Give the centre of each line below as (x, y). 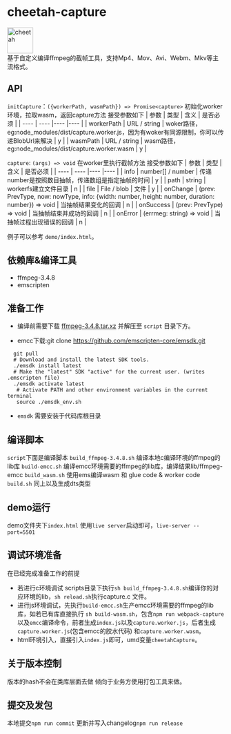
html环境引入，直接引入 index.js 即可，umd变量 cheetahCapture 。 (109, 639)
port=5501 (21, 532)
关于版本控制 (34, 664)
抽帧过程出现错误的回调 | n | (47, 222)
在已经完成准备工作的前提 (43, 573)
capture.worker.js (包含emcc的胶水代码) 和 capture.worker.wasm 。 (111, 631)
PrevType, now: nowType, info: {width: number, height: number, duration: (111, 196)
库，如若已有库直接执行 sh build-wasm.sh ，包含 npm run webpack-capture (120, 614)
